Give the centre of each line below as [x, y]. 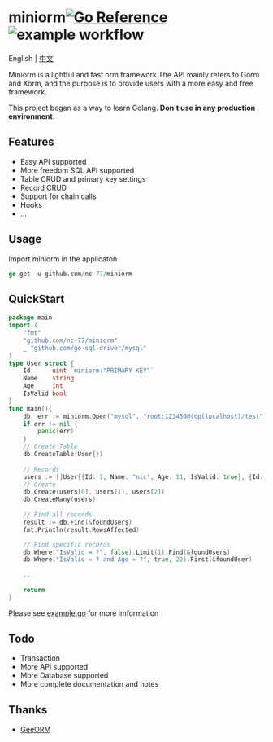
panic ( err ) [56, 432]
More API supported [54, 667]
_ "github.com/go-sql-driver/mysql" [85, 348]
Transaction [40, 658]
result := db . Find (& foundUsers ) [78, 522]
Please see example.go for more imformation [84, 613]
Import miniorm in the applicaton [63, 259]
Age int [43, 386]
